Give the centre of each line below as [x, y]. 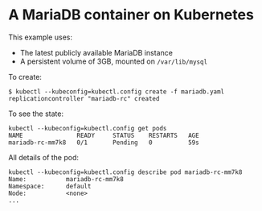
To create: [25, 77]
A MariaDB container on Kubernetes [131, 15]
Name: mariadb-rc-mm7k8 [66, 179]
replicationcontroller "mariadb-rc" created [84, 98]
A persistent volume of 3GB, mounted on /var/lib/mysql [113, 61]
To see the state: [36, 114]
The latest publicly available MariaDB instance [96, 52]
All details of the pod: [43, 157]
